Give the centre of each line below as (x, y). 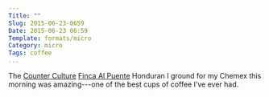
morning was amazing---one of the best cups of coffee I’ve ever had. (124, 84)
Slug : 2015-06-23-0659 (46, 23)
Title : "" (25, 16)
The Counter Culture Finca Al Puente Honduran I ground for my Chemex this (135, 76)
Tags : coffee (30, 53)
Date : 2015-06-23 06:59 (48, 30)
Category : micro (35, 46)
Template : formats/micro (50, 38)
